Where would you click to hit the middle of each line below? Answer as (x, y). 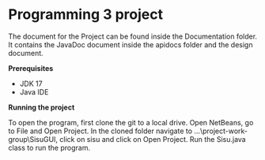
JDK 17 (31, 84)
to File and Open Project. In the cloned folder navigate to (100, 131)
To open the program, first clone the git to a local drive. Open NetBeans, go (131, 122)
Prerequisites (31, 68)
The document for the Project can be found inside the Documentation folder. (133, 36)
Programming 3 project (86, 15)
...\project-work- (220, 131)
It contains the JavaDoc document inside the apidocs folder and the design (131, 44)
